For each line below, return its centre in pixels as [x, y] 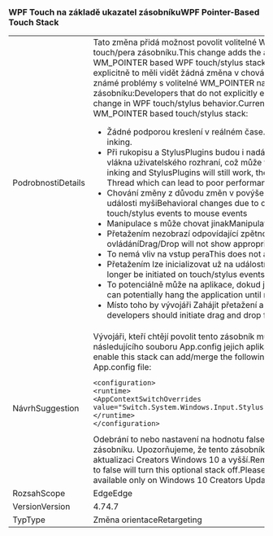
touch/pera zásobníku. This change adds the [177, 53]
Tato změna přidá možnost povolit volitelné [175, 42]
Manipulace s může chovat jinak [168, 224]
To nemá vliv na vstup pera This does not [184, 254]
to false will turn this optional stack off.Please [180, 470]
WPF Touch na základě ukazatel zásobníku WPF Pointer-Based [134, 12]
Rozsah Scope [39, 494]
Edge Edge [113, 494]
